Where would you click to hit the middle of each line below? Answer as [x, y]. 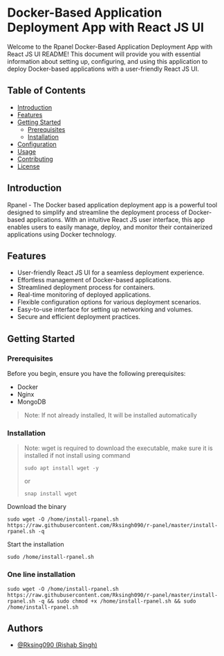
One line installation [41, 575]
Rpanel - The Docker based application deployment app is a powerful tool [112, 205]
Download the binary [37, 507]
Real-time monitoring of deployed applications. [84, 295]
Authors [25, 629]
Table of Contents [47, 90]
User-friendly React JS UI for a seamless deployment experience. [111, 273]
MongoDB [31, 402]
